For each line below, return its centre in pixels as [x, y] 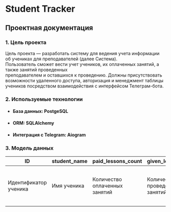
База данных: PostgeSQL [40, 111]
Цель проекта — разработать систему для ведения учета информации [82, 53]
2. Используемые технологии [44, 99]
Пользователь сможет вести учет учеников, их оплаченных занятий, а [82, 64]
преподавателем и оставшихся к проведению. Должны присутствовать [84, 75]
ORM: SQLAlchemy [33, 123]
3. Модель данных [30, 148]
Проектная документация [49, 28]
